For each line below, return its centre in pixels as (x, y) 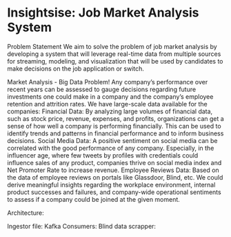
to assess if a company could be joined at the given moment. (94, 199)
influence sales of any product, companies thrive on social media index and (114, 162)
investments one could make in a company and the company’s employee (110, 96)
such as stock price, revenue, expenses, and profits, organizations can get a (115, 118)
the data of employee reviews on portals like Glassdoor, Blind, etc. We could (115, 177)
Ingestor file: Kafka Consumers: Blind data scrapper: (82, 226)
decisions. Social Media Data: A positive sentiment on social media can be (113, 140)
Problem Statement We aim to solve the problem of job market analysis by (112, 46)
